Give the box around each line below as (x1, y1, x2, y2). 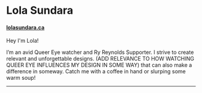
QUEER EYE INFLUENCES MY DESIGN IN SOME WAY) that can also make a (6, 61, 192, 69)
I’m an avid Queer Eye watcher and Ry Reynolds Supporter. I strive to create (6, 49, 194, 56)
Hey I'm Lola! (6, 37, 39, 44)
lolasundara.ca (6, 23, 45, 31)
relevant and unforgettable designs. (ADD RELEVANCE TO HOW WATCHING (6, 55, 194, 62)
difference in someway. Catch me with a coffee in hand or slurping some (6, 68, 186, 75)
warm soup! (6, 74, 36, 82)
